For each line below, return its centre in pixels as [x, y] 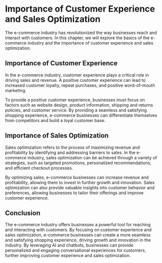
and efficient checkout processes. [39, 168]
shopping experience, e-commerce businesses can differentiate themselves [81, 115]
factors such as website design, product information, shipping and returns [79, 105]
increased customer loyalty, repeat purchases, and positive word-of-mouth [80, 85]
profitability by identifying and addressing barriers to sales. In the [70, 152]
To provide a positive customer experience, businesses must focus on [75, 100]
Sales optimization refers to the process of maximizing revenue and [73, 147]
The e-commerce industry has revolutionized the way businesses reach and [81, 32]
